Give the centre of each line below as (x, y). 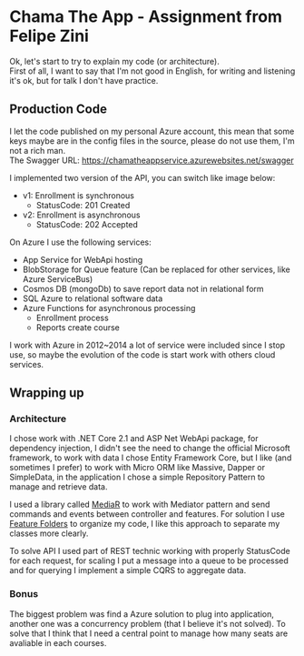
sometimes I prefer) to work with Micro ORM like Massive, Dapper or (137, 468)
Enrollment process (72, 318)
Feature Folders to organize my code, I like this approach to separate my (145, 524)
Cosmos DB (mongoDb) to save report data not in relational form (143, 288)
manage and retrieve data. (59, 487)
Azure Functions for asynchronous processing (109, 308)
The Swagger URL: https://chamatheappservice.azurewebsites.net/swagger (152, 160)
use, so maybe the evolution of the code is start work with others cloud (142, 354)
